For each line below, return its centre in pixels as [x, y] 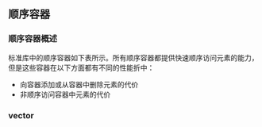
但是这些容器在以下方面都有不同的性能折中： [81, 67]
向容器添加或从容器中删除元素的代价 [79, 84]
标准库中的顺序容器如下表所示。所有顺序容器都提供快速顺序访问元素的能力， [133, 57]
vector [21, 115]
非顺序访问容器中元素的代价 [65, 94]
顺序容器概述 [33, 39]
